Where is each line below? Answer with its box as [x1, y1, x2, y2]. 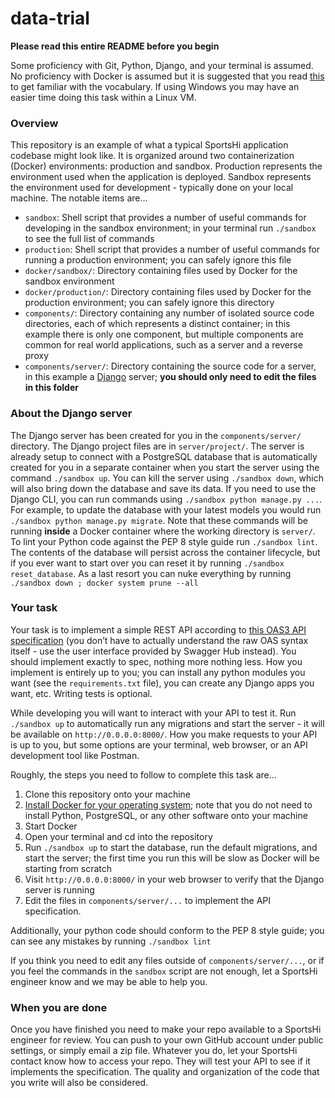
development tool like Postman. [10, 749, 140, 761]
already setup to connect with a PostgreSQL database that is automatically [10, 450, 318, 462]
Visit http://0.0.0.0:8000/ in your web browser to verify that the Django [24, 873, 325, 885]
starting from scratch [24, 862, 113, 874]
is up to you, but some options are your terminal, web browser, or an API [10, 738, 308, 751]
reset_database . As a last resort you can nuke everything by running [10, 567, 292, 579]
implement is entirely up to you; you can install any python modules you [10, 666, 306, 678]
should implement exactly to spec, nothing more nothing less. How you [10, 655, 303, 667]
